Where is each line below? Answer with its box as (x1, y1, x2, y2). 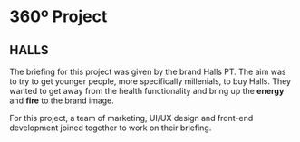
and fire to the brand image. (9, 95, 115, 106)
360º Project (9, 6, 108, 27)
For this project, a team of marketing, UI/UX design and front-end (9, 113, 254, 123)
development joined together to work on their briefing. (9, 122, 212, 133)
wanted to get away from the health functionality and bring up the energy (9, 86, 285, 96)
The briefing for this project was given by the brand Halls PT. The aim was (9, 66, 286, 77)
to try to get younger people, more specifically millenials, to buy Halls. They (9, 76, 292, 87)
